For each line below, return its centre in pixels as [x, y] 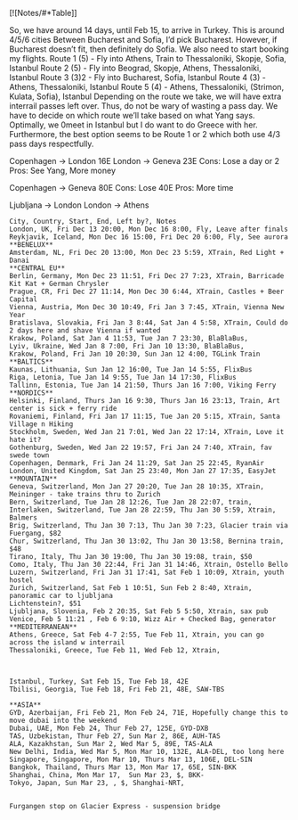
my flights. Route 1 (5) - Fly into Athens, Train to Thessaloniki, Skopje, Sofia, [148, 58]
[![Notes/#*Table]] [43, 13]
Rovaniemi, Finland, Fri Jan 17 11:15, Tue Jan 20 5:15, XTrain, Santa [145, 416]
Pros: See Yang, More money [63, 170]
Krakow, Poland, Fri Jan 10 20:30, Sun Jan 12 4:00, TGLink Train [135, 354]
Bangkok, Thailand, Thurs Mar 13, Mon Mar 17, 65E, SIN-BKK [123, 767]
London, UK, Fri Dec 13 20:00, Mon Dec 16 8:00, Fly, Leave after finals [149, 229]
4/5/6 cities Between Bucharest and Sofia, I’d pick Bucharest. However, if [143, 40]
